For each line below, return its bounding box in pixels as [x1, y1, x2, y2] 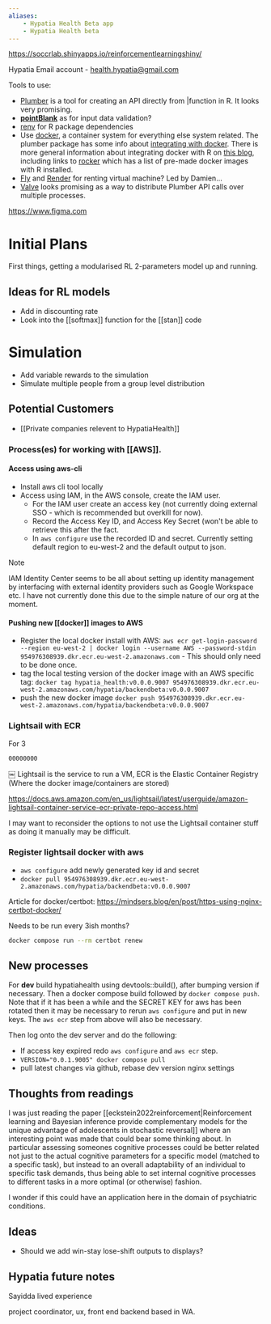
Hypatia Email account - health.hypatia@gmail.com [8, 65, 180, 74]
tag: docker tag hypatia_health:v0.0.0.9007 [19, 677, 170, 687]
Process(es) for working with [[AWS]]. [8, 443, 162, 455]
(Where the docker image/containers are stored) [8, 778, 170, 787]
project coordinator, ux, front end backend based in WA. [8, 1306, 196, 1316]
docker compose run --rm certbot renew [8, 936, 143, 944]
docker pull [19, 875, 61, 883]
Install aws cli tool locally [19, 482, 104, 491]
